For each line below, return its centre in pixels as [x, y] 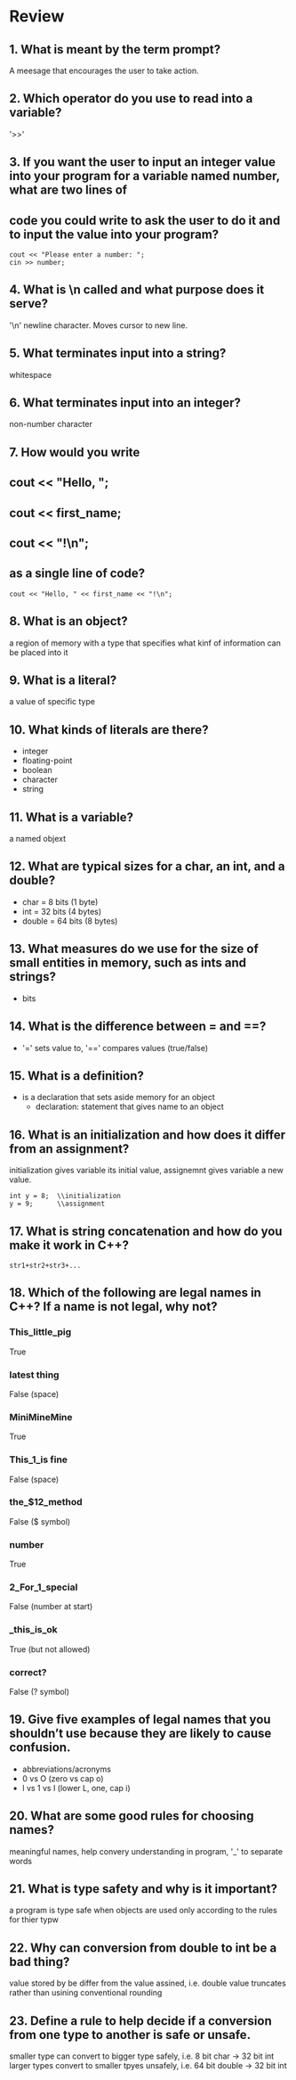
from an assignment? [69, 1149]
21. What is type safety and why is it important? [144, 1889]
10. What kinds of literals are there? [109, 730]
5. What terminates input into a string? [118, 354]
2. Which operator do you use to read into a [131, 99]
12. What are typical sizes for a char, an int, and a [147, 867]
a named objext [38, 839]
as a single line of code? [77, 574]
